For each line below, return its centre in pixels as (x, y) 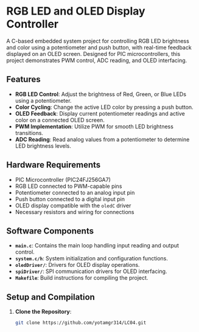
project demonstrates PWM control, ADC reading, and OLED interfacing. (97, 60)
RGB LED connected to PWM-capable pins (68, 186)
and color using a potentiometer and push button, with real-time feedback (99, 47)
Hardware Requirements (54, 165)
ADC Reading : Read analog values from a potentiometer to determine (102, 139)
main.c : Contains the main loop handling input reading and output (97, 246)
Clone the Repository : (43, 312)
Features (23, 79)
